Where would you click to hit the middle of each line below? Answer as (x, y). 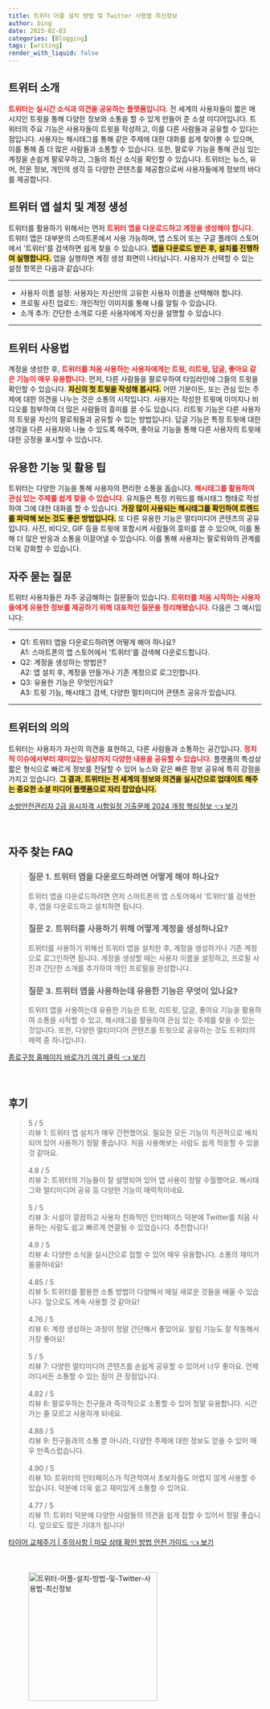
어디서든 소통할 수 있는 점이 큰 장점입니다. (93, 1376)
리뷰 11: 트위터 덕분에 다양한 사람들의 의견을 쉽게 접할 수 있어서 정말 (133, 1515)
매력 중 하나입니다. (57, 1040)
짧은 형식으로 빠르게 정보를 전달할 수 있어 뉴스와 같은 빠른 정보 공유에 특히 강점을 (135, 769)
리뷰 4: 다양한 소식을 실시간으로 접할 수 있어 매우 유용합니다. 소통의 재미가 (143, 1254)
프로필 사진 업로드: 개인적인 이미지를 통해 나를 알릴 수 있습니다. (119, 303)
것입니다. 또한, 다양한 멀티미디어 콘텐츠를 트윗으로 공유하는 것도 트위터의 (141, 1030)
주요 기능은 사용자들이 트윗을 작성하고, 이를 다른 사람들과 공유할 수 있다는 (144, 129)
